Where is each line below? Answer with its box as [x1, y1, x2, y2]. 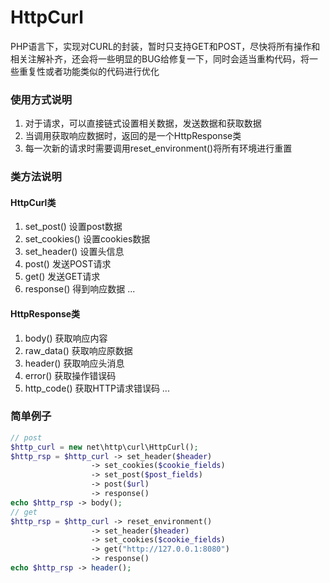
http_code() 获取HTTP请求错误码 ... [24, 382, 170, 394]
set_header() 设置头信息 [24, 246, 125, 258]
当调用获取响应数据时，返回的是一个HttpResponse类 [24, 130, 242, 142]
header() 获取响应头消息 [24, 357, 125, 369]
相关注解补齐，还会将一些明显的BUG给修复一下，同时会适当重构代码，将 [10, 52, 310, 65]
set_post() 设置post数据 [24, 221, 123, 233]
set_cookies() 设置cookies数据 [24, 233, 151, 245]
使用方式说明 [10, 92, 73, 106]
